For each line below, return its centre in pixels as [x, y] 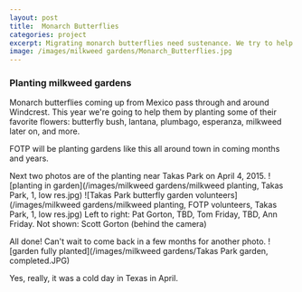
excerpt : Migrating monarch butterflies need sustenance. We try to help [151, 43]
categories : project [48, 34]
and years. [29, 158]
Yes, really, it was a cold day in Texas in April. [94, 278]
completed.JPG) [40, 261]
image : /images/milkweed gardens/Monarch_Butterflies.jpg [121, 52]
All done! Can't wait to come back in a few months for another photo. [138, 241]
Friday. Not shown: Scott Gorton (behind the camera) [108, 224]
